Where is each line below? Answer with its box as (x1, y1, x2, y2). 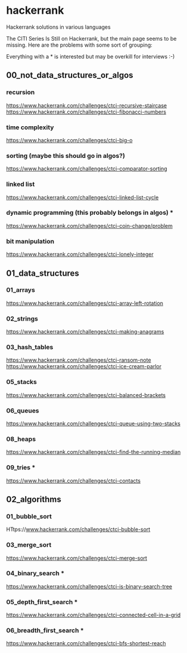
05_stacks (6, 378, 38, 386)
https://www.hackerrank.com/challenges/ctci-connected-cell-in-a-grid (6, 611, 181, 619)
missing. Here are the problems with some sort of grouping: (6, 41, 153, 48)
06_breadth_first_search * (6, 626, 85, 634)
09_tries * (6, 463, 36, 472)
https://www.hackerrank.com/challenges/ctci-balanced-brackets (6, 391, 166, 398)
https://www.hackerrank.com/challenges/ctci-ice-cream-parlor (6, 363, 162, 370)
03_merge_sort (6, 541, 52, 549)
